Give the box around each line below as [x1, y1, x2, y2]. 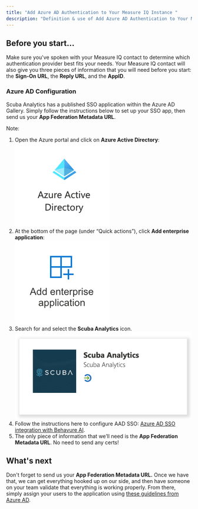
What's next [6, 455, 52, 465]
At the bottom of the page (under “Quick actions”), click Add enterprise [14, 227, 190, 234]
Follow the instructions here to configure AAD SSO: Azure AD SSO [14, 420, 176, 427]
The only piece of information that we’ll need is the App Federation [14, 432, 178, 439]
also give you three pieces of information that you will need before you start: [6, 67, 192, 74]
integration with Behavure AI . [14, 426, 85, 433]
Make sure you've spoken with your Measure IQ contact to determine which [6, 54, 190, 61]
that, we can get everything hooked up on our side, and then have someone [6, 478, 190, 485]
